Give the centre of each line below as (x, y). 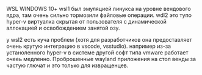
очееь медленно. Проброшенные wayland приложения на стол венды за (101, 59)
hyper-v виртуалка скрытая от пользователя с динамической (86, 21)
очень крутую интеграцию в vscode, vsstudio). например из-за (89, 46)
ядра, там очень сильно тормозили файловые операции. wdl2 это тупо (99, 15)
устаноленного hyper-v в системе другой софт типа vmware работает (97, 53)
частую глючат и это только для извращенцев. (67, 65)
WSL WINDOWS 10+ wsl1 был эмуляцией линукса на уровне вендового (99, 9)
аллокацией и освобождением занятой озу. (63, 28)
